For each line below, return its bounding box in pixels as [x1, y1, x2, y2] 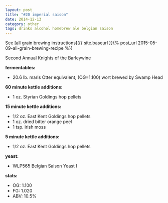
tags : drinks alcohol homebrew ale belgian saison [5, 26, 113, 31]
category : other [5, 21, 39, 27]
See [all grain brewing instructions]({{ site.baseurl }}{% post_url [5, 40, 137, 46]
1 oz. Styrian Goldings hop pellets [12, 94, 82, 100]
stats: [5, 173, 18, 179]
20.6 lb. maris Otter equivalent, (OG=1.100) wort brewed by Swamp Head [12, 74, 163, 80]
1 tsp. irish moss [12, 124, 46, 130]
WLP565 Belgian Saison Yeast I [12, 163, 77, 169]
